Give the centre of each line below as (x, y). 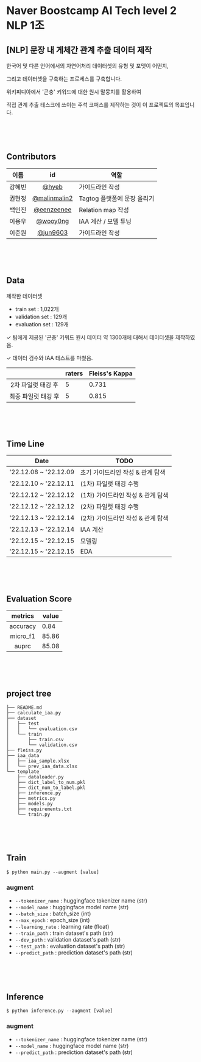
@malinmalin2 (53, 198)
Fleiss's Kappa (111, 373)
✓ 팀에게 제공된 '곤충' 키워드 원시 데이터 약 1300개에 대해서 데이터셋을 (90, 337)
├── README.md (24, 708)
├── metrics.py (37, 799)
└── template (23, 772)
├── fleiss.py (24, 750)
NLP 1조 (25, 26)
